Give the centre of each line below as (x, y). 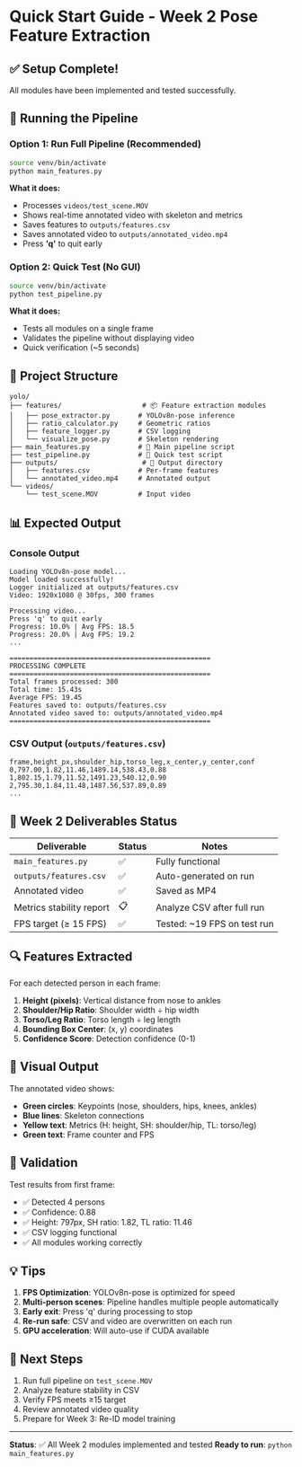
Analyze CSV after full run (210, 907)
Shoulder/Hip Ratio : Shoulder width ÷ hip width (111, 1010)
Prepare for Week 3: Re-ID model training (99, 1419)
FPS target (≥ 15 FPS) (61, 924)
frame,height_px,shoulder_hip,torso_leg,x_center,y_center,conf (132, 762)
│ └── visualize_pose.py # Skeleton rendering (114, 439)
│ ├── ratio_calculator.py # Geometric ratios (110, 424)
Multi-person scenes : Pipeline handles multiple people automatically (150, 1302)
